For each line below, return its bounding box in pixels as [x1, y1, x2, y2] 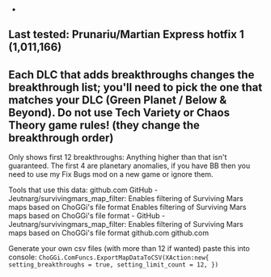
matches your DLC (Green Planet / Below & [8, 93, 227, 107]
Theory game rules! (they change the [8, 118, 200, 132]
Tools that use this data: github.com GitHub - [8, 185, 159, 195]
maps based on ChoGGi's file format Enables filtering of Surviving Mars [8, 203, 247, 212]
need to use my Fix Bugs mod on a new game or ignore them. [8, 170, 214, 179]
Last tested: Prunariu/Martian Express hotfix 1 [8, 27, 244, 41]
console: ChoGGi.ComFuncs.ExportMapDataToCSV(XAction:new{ [8, 252, 210, 262]
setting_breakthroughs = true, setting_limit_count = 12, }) [8, 261, 219, 269]
